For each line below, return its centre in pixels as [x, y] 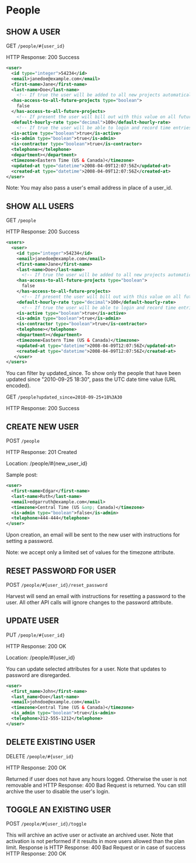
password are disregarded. [38, 675]
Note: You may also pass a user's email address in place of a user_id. [89, 188]
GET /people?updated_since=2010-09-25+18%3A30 [64, 397]
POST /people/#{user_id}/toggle [46, 824]
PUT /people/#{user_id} [36, 635]
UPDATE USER [33, 621]
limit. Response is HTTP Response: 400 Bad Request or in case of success [96, 847]
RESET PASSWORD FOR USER [61, 571]
